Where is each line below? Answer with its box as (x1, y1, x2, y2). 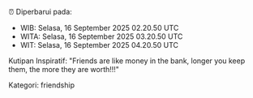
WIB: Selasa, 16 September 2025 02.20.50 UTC (19, 23, 179, 32)
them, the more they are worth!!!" (8, 65, 120, 74)
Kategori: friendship (8, 80, 75, 90)
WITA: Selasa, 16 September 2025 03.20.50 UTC (19, 32, 183, 41)
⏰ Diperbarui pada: (8, 7, 73, 16)
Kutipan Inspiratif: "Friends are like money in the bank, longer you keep (8, 56, 246, 66)
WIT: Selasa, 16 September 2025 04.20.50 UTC (19, 40, 179, 49)
